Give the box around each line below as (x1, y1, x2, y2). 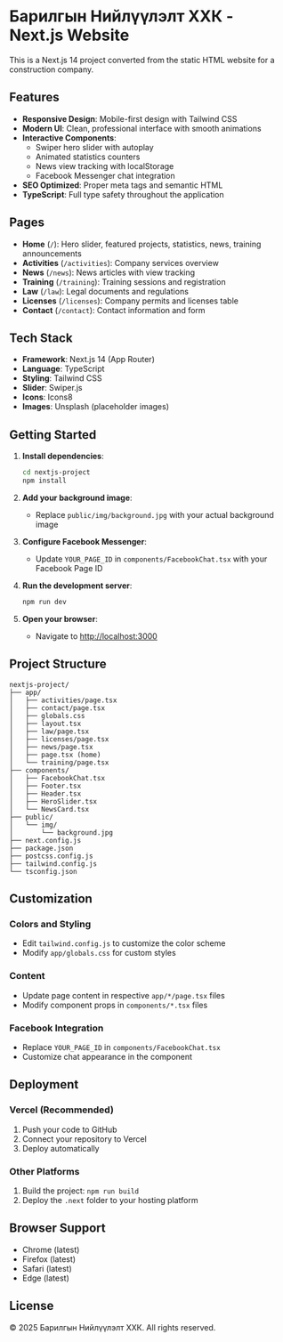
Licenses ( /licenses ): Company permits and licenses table (21, 295, 239, 306)
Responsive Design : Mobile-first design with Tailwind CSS (21, 113, 238, 124)
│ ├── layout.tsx (9, 719, 82, 728)
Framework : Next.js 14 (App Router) (21, 354, 156, 365)
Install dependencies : (21, 451, 104, 462)
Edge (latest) (21, 1273, 69, 1283)
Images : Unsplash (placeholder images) (21, 401, 170, 412)
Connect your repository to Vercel (21, 1133, 147, 1144)
